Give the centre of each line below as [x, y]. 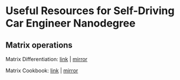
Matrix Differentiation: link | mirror [47, 59]
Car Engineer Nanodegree [71, 23]
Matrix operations [39, 45]
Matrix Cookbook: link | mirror [42, 71]
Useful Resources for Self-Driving [90, 11]
